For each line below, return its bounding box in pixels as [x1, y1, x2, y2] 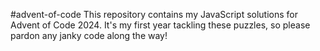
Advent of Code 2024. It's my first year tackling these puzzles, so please [10, 19, 311, 31]
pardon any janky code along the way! [10, 30, 168, 41]
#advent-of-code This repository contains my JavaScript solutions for [10, 9, 298, 20]
